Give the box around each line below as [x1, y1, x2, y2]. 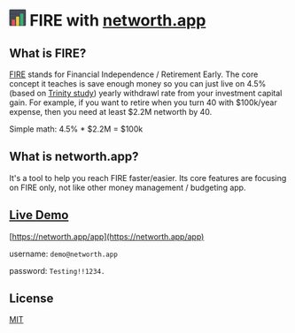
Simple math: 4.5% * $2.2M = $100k [9, 124, 144, 134]
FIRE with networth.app [29, 11, 206, 31]
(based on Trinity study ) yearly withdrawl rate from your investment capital [9, 88, 283, 98]
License [9, 291, 54, 307]
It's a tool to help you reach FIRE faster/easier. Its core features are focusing [9, 172, 287, 183]
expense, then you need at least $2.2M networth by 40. [9, 107, 213, 117]
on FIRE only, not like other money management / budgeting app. [9, 182, 246, 193]
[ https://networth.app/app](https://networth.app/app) [9, 231, 205, 242]
